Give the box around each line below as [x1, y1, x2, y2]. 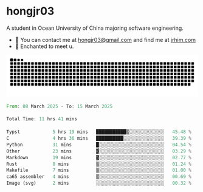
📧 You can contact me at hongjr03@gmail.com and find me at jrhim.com [15, 36, 196, 43]
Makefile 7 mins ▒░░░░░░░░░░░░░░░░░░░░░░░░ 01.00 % [6, 167, 191, 174]
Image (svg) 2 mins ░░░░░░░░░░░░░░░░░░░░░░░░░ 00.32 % [6, 180, 191, 187]
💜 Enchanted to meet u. [15, 43, 74, 50]
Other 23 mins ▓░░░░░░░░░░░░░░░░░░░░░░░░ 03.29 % [6, 148, 191, 154]
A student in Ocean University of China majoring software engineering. [6, 24, 184, 32]
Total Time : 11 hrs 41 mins [6, 116, 78, 122]
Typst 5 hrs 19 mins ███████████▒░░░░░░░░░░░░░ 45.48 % [6, 129, 191, 135]
